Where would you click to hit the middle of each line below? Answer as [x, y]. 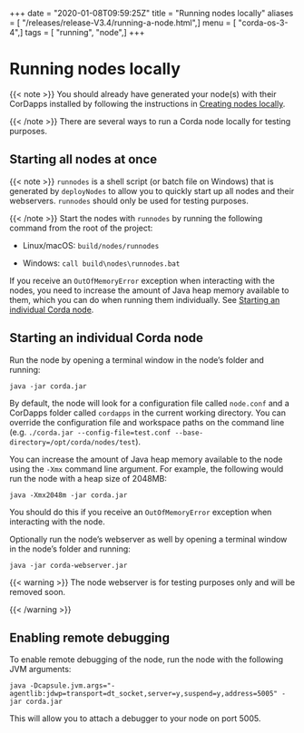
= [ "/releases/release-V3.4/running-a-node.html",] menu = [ [123, 23]
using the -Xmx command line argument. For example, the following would [147, 469]
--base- [189, 433]
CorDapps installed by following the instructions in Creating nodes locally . [147, 103]
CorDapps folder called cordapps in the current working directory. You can [148, 413]
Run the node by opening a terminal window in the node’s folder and [137, 360]
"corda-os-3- [263, 23]
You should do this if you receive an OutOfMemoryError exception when [141, 512]
